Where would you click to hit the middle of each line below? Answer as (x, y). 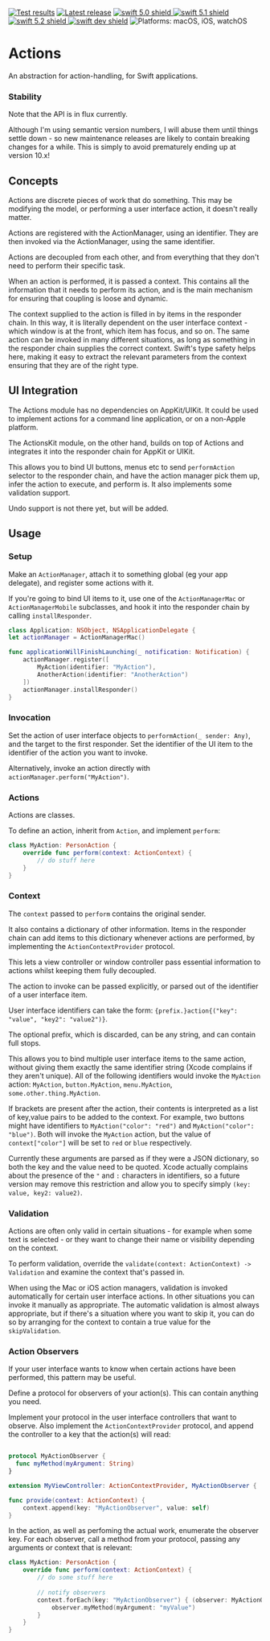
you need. (25, 1402)
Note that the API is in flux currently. (68, 114)
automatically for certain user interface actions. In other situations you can (131, 1296)
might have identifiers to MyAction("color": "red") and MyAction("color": (131, 1125)
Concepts (33, 181)
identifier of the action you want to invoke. (78, 752)
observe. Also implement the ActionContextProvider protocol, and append (131, 1426)
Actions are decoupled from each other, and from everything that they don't (134, 257)
